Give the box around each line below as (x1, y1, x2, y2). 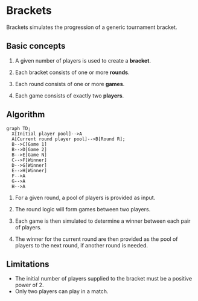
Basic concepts (6, 41, 66, 51)
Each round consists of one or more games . (14, 80, 125, 87)
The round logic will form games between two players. (14, 205, 151, 213)
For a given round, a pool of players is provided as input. (14, 194, 156, 201)
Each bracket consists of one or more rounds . (14, 69, 130, 76)
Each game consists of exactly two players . (14, 92, 124, 99)
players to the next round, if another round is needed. (14, 241, 148, 249)
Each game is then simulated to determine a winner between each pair (14, 217, 191, 225)
